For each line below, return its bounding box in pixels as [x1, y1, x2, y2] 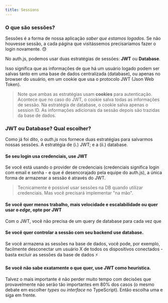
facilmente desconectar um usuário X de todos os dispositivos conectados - [5, 246, 163, 252]
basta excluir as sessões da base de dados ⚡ [5, 251, 99, 257]
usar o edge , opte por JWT [5, 207, 62, 213]
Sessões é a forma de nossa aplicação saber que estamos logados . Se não [5, 35, 161, 41]
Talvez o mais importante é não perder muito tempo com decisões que [5, 276, 151, 282]
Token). [5, 81, 21, 87]
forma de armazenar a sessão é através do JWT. [5, 175, 106, 181]
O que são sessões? [5, 24, 55, 31]
